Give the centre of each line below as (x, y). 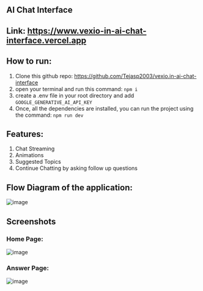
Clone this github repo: (44, 76)
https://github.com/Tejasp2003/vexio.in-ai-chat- (135, 76)
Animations (29, 155)
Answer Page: (28, 268)
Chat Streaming (35, 149)
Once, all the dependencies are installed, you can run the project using (104, 108)
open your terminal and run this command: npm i (76, 89)
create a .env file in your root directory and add (75, 95)
